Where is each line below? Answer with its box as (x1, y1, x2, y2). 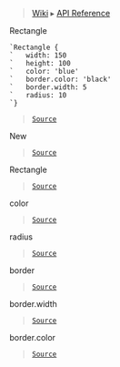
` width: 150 (9, 51, 67, 60)
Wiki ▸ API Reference (31, 8, 111, 18)
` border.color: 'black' (9, 75, 112, 84)
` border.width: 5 (9, 83, 88, 92)
